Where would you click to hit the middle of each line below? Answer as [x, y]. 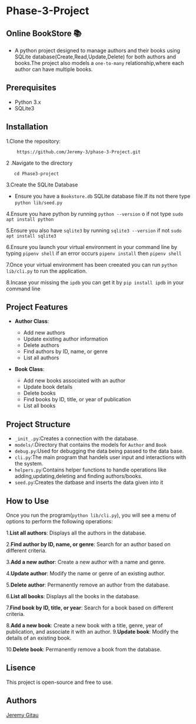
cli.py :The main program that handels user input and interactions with [100, 457]
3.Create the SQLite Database [42, 185]
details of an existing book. [39, 638]
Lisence [21, 668]
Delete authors [41, 345]
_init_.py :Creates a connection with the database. [76, 438]
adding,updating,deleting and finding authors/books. [79, 476]
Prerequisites [31, 88]
